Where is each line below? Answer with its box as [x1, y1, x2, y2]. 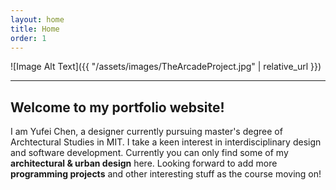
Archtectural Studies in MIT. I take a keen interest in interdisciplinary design [10, 136, 322, 148]
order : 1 [10, 33, 47, 43]
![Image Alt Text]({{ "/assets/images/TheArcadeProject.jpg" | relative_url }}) [10, 61, 322, 73]
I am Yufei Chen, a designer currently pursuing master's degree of [10, 126, 283, 138]
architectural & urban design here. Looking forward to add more [10, 157, 278, 170]
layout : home [10, 14, 65, 25]
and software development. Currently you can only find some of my [10, 147, 289, 159]
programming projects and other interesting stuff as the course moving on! [10, 168, 322, 180]
